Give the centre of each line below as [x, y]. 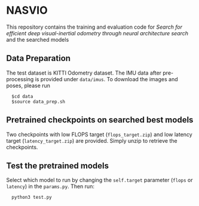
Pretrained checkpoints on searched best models [100, 120]
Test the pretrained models [58, 166]
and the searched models [38, 39]
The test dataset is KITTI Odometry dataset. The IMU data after [84, 73]
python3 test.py [32, 198]
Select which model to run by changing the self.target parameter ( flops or [99, 180]
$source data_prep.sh [39, 102]
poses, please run [28, 85]
